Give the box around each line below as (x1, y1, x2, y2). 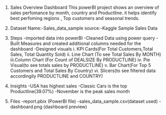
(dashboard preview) (43, 104, 88, 109)
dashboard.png (10, 104, 42, 109)
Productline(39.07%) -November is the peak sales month (10, 88, 130, 94)
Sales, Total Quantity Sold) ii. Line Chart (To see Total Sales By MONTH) (10, 51, 161, 57)
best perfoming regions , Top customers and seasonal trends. (10, 15, 140, 21)
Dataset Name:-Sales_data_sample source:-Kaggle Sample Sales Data (10, 25, 158, 31)
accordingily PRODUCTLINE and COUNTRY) (10, 73, 103, 79)
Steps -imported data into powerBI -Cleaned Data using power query (10, 35, 155, 41)
